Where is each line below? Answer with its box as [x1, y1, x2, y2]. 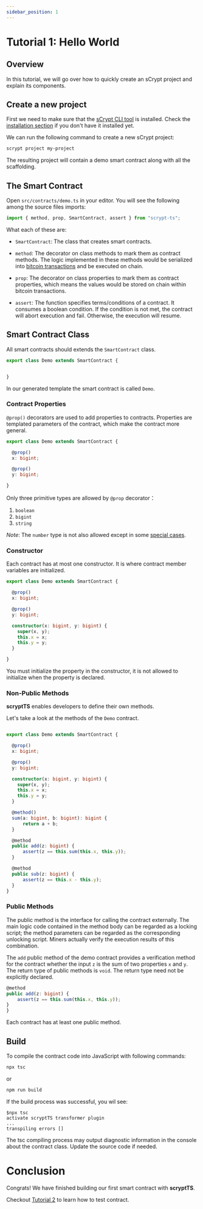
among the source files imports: [6, 203, 86, 210]
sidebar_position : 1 [6, 9, 59, 15]
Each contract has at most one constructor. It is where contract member [6, 560, 187, 567]
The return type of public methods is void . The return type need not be [6, 966, 184, 974]
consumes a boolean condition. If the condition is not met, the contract [15, 305, 193, 313]
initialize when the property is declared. [6, 674, 105, 681]
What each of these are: [6, 226, 67, 233]
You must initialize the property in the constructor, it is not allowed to [6, 667, 178, 675]
